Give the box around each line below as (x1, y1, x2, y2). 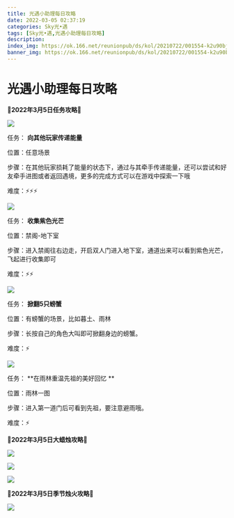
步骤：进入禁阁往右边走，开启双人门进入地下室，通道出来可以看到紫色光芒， (7, 246, 227, 254)
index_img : (7, 42, 39, 49)
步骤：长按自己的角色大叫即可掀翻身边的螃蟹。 (7, 329, 141, 338)
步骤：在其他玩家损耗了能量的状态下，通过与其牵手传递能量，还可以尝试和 (7, 163, 221, 171)
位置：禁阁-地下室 (7, 231, 59, 240)
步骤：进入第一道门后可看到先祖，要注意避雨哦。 (7, 403, 148, 411)
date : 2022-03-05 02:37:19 (7, 17, 86, 24)
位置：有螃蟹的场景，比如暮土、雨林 (7, 314, 111, 322)
